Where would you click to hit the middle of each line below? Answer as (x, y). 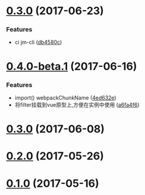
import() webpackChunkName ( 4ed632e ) (66, 97)
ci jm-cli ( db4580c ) (38, 42)
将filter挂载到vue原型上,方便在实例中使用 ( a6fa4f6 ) (77, 104)
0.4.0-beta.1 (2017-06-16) (72, 66)
